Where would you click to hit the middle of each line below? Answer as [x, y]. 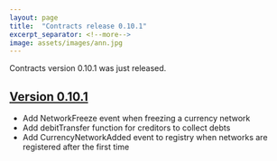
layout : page [34, 18]
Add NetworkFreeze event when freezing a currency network [136, 119]
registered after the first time [76, 147]
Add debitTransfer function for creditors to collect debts [126, 128]
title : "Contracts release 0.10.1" [78, 26]
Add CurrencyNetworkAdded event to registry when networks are [145, 138]
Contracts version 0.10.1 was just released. [88, 68]
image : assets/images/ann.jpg [66, 43]
